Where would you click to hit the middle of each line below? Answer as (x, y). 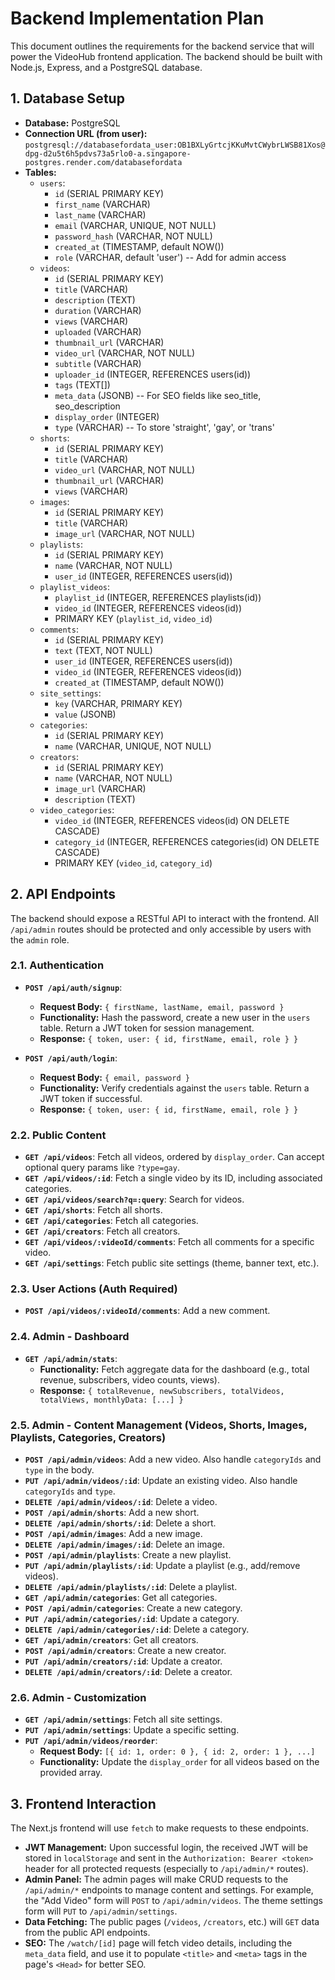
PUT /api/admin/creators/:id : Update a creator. (123, 1661)
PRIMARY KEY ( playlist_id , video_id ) (133, 618)
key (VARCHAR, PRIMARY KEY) (118, 703)
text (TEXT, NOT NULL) (103, 650)
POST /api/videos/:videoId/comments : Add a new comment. (147, 1311)
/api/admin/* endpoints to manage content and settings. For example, (169, 1890)
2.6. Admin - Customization (78, 1697)
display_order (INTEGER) (107, 416)
